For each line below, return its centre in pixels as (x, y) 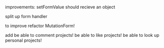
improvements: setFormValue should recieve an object (60, 7)
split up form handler (26, 16)
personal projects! (23, 40)
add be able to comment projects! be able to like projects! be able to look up (82, 35)
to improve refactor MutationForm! (40, 26)
